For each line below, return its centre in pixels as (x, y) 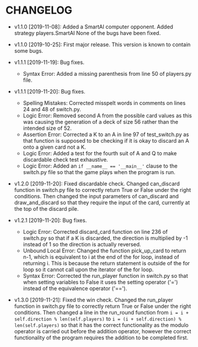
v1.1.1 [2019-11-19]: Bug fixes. (49, 62)
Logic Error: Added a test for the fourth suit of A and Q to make (100, 153)
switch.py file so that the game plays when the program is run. (99, 172)
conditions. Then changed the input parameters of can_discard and (96, 196)
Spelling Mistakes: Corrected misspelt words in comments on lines (104, 103)
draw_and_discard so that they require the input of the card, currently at (102, 203)
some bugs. (28, 50)
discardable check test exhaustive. (66, 159)
